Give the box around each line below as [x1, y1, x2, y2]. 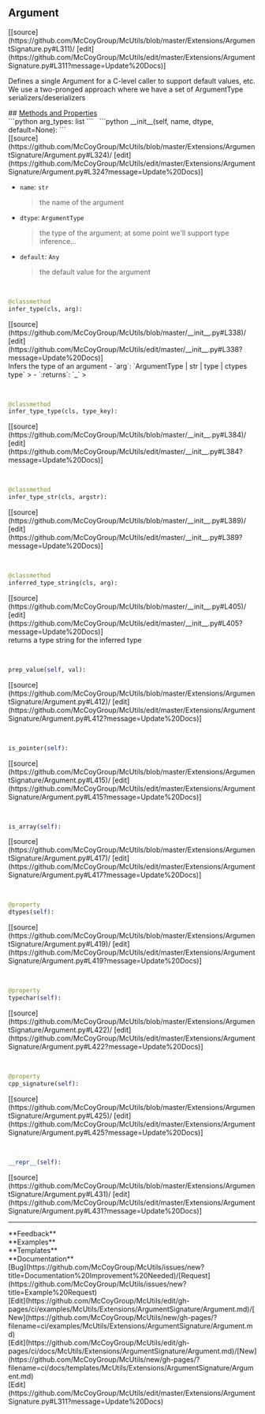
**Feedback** [8, 1228, 57, 1238]
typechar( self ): [8, 994, 62, 1002]
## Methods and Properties [8, 108, 98, 118]
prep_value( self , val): [8, 666, 87, 673]
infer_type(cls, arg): [8, 305, 83, 313]
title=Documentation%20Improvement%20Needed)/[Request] [8, 1270, 211, 1280]
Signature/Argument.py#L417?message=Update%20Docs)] [8, 870, 202, 880]
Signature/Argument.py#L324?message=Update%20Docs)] [8, 167, 203, 176]
